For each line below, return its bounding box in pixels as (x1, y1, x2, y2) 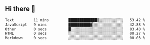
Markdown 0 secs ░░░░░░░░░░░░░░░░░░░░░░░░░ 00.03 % (5, 36, 146, 41)
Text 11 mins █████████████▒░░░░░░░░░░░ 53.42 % (5, 17, 146, 22)
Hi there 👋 (5, 5, 36, 13)
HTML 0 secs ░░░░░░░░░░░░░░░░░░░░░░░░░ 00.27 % (5, 31, 146, 36)
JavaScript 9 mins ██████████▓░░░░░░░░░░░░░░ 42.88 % (5, 22, 146, 27)
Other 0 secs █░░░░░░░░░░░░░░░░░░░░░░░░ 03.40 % (5, 27, 146, 31)
